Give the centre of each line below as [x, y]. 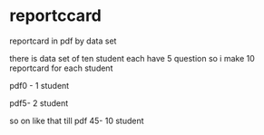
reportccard [55, 16]
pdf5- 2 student [39, 103]
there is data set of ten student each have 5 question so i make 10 [132, 58]
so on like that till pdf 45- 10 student [77, 121]
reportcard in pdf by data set [63, 41]
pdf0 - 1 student [39, 85]
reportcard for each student [61, 68]
